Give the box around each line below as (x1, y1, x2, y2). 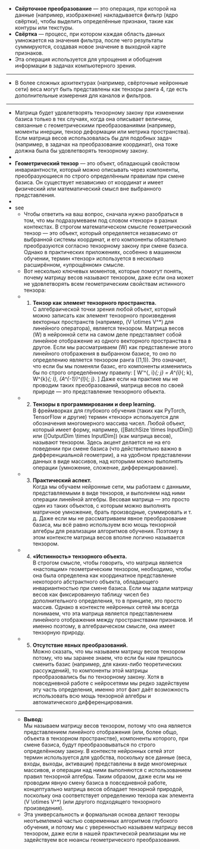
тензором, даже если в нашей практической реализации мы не (23, 830, 186, 837)
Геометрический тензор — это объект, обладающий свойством (14, 160, 180, 166)
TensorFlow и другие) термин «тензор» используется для (32, 413, 179, 420)
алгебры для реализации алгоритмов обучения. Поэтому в (32, 527, 183, 535)
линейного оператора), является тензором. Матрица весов (32, 325, 184, 332)
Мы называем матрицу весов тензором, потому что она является (23, 722, 192, 729)
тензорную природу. (32, 629, 85, 636)
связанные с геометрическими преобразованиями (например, (14, 122, 176, 129)
